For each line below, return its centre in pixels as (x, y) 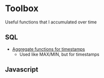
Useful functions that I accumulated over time (51, 22)
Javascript (22, 69)
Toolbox (22, 9)
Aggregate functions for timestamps (49, 49)
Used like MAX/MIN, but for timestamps (59, 54)
